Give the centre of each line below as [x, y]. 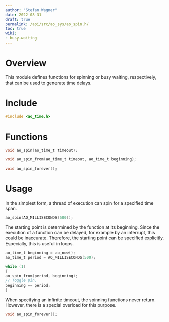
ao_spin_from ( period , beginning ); [42, 276]
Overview [26, 63]
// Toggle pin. [21, 281]
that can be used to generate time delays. [48, 83]
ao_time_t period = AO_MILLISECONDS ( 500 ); [50, 257]
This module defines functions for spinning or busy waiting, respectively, [81, 77]
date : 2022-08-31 [23, 15]
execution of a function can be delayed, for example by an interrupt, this [80, 233]
